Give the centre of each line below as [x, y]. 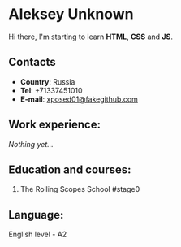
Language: [36, 215]
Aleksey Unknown [71, 14]
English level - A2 [38, 234]
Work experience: [55, 125]
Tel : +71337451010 [51, 90]
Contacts [32, 62]
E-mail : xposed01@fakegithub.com [79, 99]
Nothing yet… [31, 144]
